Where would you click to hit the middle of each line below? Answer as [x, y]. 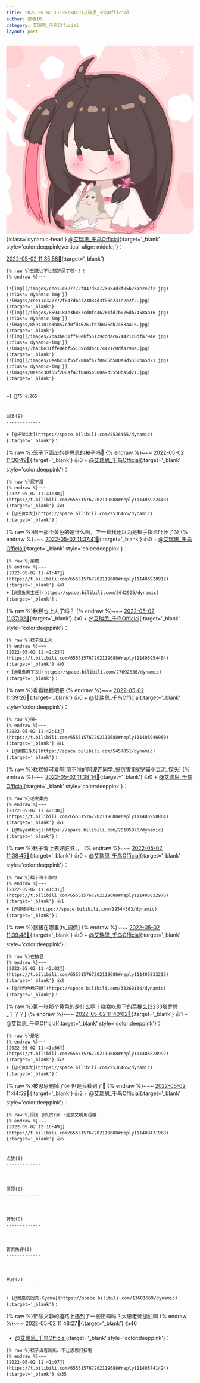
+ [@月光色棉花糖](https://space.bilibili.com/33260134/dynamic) [86, 989]
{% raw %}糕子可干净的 [32, 878]
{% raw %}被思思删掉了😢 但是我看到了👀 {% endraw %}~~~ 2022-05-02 [96, 1086]
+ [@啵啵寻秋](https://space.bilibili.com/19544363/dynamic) [82, 909]
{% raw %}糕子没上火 [29, 640]
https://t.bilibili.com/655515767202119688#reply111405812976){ [87, 896]
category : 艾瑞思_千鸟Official [43, 25]
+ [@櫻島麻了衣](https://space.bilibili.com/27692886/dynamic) [84, 672]
